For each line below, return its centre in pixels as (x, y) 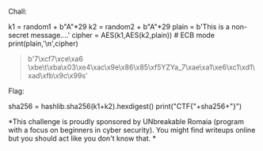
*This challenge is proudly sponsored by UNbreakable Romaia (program (126, 121)
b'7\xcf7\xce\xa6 (55, 59)
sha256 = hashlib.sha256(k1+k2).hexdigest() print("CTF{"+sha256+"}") (125, 106)
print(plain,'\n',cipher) (44, 43)
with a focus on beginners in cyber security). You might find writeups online (132, 130)
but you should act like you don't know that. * (82, 138)
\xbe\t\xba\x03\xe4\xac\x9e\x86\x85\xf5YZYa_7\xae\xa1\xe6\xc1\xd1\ (141, 67)
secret (19, 35)
